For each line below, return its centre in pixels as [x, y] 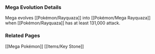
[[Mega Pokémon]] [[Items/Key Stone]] [45, 46]
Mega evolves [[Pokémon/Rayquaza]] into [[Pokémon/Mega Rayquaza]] [78, 18]
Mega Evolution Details [33, 7]
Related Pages [23, 36]
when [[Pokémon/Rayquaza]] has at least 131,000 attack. [63, 23]
